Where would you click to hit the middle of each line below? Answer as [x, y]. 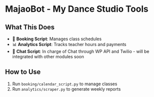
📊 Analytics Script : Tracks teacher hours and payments [69, 44]
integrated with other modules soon [48, 57]
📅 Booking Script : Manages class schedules [57, 39]
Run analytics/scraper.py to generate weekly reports [66, 89]
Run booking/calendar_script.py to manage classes [65, 84]
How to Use [23, 72]
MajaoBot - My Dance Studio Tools [77, 9]
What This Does [30, 27]
